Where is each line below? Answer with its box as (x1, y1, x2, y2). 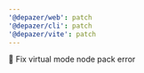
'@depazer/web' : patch (8, 12, 92, 22)
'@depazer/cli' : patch (8, 21, 92, 30)
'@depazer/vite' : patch (8, 29, 97, 38)
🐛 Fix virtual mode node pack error (8, 54, 136, 65)
